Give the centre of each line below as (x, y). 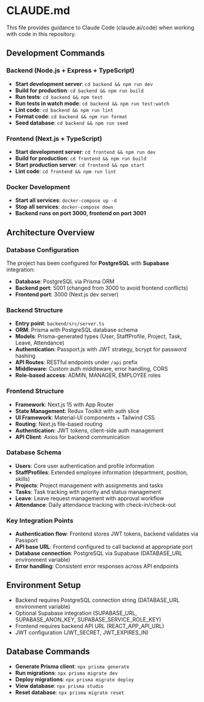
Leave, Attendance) (40, 343)
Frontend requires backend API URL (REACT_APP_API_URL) (90, 626)
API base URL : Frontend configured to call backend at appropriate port (104, 547)
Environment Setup (44, 585)
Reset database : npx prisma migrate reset (70, 692)
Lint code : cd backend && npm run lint (64, 110)
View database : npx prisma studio (59, 686)
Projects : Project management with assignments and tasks (89, 485)
